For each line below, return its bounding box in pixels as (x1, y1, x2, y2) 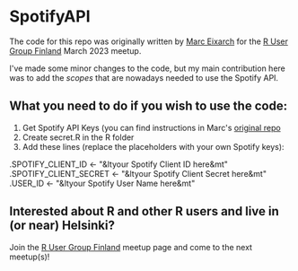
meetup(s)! (9, 251, 50, 262)
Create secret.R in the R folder (22, 132, 135, 143)
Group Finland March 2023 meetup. (9, 45, 142, 56)
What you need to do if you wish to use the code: (9, 99, 288, 114)
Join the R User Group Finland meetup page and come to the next (9, 241, 253, 252)
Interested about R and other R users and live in (9, 204, 280, 219)
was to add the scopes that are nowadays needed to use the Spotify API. (9, 72, 279, 83)
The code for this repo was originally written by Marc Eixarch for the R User (9, 36, 289, 47)
